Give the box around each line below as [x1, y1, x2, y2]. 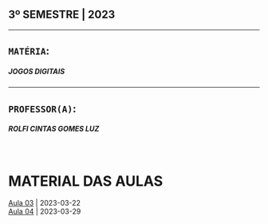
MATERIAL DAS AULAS [8, 172, 164, 190]
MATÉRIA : [8, 45, 50, 58]
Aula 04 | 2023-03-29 [8, 206, 81, 216]
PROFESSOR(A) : [8, 101, 77, 116]
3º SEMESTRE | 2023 [8, 8, 116, 22]
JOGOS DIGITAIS [8, 66, 65, 76]
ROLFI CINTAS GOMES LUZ [8, 124, 100, 134]
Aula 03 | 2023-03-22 [8, 198, 81, 208]
